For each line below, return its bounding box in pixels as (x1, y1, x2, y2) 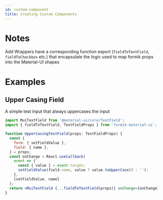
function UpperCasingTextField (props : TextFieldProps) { (5, 131, 123, 137)
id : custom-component (5, 7, 49, 12)
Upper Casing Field (5, 96, 64, 104)
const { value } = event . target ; (17, 163, 86, 168)
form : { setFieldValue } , (14, 140, 66, 145)
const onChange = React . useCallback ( (9, 154, 86, 159)
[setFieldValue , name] (14, 177, 60, 181)
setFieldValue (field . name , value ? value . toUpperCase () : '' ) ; (17, 168, 149, 173)
